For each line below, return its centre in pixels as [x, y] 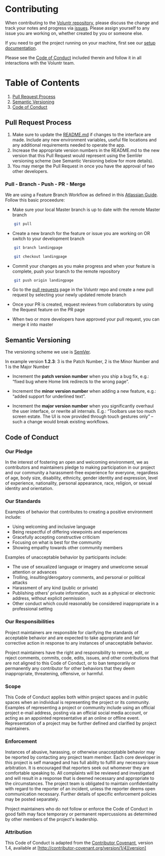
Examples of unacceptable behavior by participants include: [66, 557]
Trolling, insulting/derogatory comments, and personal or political [79, 577]
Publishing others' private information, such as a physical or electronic [84, 593]
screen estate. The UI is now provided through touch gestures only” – [83, 416]
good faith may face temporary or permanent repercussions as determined [81, 814]
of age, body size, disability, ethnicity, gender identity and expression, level [82, 478]
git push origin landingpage [44, 280]
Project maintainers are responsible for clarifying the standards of [72, 632]
